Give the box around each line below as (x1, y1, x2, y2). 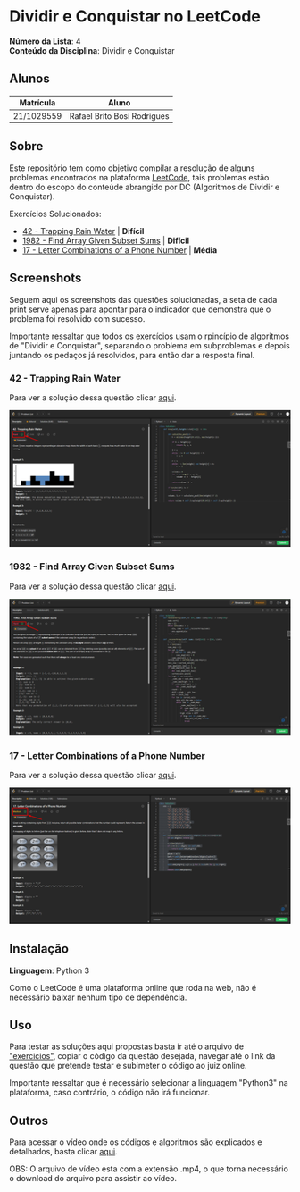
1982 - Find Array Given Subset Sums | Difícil (21, 235, 190, 246)
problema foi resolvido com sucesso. (9, 313, 146, 323)
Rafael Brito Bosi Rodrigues (69, 110, 170, 122)
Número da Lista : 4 (9, 36, 81, 46)
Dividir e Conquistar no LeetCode (9, 6, 262, 27)
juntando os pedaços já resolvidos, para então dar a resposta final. (9, 349, 255, 360)
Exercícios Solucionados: (9, 208, 102, 219)
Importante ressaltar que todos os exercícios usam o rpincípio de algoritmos (9, 331, 290, 341)
